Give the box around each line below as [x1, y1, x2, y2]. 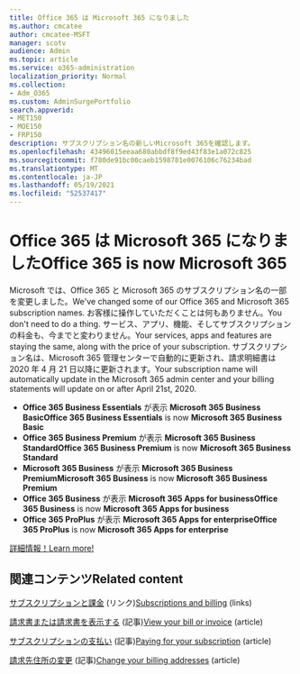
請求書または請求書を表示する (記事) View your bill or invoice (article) [9, 616, 264, 627]
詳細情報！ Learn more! [9, 542, 95, 553]
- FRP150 [9, 131, 42, 140]
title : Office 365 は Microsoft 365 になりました [9, 13, 190, 23]
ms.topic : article [9, 55, 78, 64]
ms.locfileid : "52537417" [9, 189, 106, 198]
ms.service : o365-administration [9, 64, 135, 73]
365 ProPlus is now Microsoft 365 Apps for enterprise [22, 524, 229, 534]
